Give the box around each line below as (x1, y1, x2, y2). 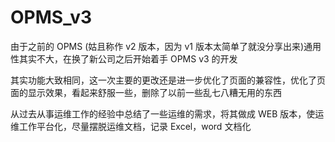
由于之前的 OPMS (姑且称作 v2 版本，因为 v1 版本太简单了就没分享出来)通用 (10, 40, 322, 52)
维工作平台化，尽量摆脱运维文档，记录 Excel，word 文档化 (10, 120, 252, 132)
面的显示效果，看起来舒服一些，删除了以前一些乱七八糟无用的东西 (10, 86, 282, 98)
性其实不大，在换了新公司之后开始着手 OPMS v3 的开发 (10, 52, 238, 65)
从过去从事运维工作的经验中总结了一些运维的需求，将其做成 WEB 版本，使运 (10, 107, 325, 120)
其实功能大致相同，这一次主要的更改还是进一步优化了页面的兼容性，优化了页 (10, 74, 326, 86)
